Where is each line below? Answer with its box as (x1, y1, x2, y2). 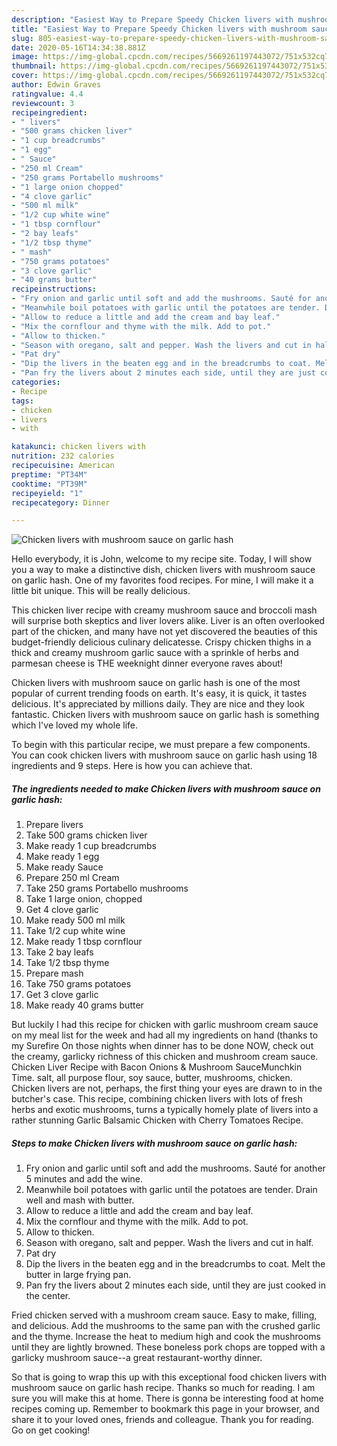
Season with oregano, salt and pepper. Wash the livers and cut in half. (25, 1237, 314, 1249)
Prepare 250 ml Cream (25, 872, 120, 884)
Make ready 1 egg (25, 851, 100, 863)
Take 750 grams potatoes (25, 978, 132, 990)
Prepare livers (25, 819, 84, 831)
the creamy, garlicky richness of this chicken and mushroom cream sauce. (11, 1051, 319, 1063)
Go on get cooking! (11, 1424, 91, 1436)
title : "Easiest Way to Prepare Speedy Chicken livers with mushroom (11, 24, 308, 34)
